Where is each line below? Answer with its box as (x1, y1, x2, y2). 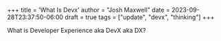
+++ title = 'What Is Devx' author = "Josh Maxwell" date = (7, 6, 170, 14)
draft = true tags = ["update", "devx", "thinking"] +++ (65, 13, 215, 21)
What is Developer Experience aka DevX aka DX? (7, 27, 146, 34)
